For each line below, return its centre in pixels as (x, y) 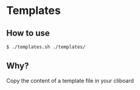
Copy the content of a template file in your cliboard (70, 80)
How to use (28, 33)
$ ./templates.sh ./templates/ (46, 47)
